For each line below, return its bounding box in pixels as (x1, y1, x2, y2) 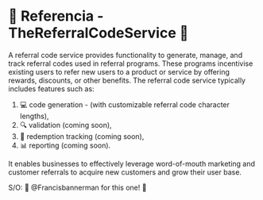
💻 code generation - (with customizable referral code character (19, 99, 230, 110)
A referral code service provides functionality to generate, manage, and (8, 50, 243, 60)
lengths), (19, 111, 49, 121)
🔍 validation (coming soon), (19, 120, 113, 129)
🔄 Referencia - (8, 7, 104, 25)
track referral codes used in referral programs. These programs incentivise (8, 59, 253, 68)
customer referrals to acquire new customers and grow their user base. (8, 167, 242, 177)
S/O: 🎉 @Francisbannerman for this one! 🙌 (8, 183, 147, 192)
